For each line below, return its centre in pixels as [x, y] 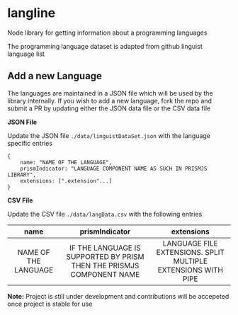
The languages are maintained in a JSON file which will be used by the [110, 93]
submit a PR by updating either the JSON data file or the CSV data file [109, 108]
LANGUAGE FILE [190, 244]
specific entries [30, 143]
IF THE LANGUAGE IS [106, 248]
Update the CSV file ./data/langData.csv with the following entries [105, 214]
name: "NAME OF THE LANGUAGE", [66, 162]
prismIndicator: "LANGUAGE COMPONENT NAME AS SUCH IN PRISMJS [114, 168]
